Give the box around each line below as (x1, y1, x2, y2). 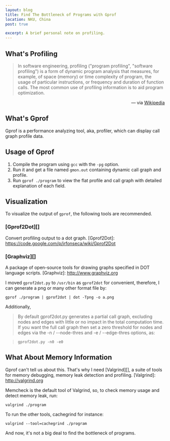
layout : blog (5, 7, 33, 13)
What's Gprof (5, 114, 49, 123)
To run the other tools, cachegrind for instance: (5, 411, 104, 417)
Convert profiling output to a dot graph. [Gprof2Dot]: (5, 235, 115, 241)
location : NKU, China (5, 17, 51, 22)
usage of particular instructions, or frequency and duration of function (17, 79, 164, 85)
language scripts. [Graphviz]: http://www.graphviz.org (5, 269, 118, 276)
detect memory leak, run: (5, 392, 58, 398)
